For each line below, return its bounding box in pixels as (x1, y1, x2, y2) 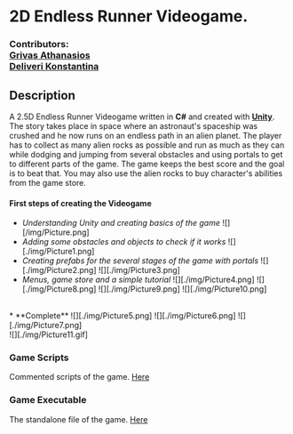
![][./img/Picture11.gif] (9, 329, 89, 340)
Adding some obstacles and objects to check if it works (21, 237, 226, 247)
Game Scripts (9, 351, 69, 364)
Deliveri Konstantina (9, 60, 99, 73)
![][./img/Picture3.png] (98, 265, 180, 276)
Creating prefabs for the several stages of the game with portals (21, 255, 259, 266)
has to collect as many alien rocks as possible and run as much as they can (9, 140, 285, 150)
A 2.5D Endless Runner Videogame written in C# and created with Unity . (9, 111, 275, 122)
